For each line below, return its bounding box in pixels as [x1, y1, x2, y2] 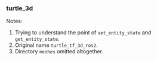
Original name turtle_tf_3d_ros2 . [14, 41, 98, 49]
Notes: [6, 18, 23, 25]
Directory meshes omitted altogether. [14, 48, 103, 55]
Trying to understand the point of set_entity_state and [14, 29, 152, 36]
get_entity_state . [14, 36, 60, 43]
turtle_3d [6, 4, 33, 12]
